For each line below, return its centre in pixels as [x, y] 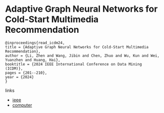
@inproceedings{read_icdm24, [35, 43]
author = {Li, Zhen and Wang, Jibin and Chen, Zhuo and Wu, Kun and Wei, [82, 56]
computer [22, 105]
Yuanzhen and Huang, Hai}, [33, 60]
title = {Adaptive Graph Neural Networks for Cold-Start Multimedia [77, 47]
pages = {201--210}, [26, 73]
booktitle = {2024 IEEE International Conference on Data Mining [73, 64]
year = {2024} [20, 77]
